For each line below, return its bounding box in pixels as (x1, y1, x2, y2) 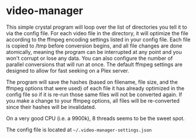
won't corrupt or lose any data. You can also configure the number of (6, 55, 173, 62)
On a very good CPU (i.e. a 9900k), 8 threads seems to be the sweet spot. (6, 114, 185, 121)
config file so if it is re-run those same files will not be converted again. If (6, 91, 183, 98)
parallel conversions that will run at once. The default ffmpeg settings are (6, 60, 183, 68)
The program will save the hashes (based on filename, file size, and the (6, 78, 178, 86)
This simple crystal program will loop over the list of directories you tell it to (6, 23, 187, 30)
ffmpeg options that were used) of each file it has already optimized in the (6, 84, 185, 91)
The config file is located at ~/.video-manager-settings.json (6, 126, 152, 133)
